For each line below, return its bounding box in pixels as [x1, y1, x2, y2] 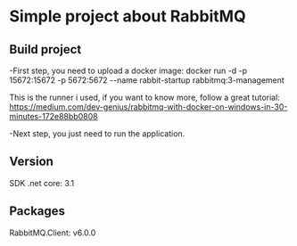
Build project [9, 42, 82, 57]
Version [9, 154, 54, 169]
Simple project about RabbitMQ [9, 6, 247, 27]
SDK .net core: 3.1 [9, 177, 74, 188]
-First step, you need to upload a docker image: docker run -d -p [9, 65, 248, 76]
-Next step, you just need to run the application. [9, 128, 186, 139]
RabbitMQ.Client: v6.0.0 [9, 227, 96, 238]
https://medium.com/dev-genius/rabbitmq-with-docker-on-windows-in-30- [9, 102, 288, 112]
